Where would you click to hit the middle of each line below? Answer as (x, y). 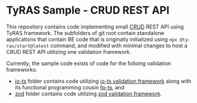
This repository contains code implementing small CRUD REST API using (95, 27)
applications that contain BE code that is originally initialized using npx (92, 39)
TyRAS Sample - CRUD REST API (88, 10)
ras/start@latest (28, 46)
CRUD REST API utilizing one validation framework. (69, 51)
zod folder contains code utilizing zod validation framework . (88, 94)
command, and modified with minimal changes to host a (119, 46)
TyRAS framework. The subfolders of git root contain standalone (85, 33)
